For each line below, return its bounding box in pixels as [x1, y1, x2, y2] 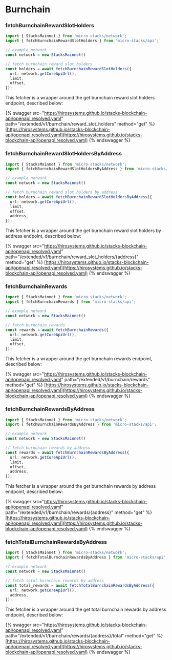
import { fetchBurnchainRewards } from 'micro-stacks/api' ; [5, 299, 137, 304]
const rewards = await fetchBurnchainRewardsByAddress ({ [5, 450, 130, 455]
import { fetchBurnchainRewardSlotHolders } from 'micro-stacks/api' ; [5, 38, 159, 44]
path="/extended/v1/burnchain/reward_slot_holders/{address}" [5, 254, 139, 260]
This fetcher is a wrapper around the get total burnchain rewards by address [5, 606, 166, 613]
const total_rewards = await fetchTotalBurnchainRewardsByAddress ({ [5, 583, 155, 588]
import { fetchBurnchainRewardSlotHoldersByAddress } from [5, 167, 134, 172]
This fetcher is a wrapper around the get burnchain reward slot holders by [5, 228, 161, 234]
